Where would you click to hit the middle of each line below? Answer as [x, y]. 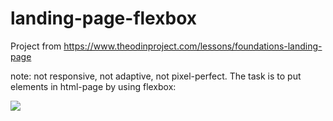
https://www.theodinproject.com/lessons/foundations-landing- [193, 46]
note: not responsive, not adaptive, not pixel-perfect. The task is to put [156, 76]
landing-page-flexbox [103, 18]
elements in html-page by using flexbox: [93, 86]
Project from [36, 46]
